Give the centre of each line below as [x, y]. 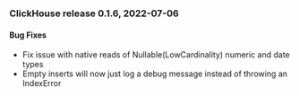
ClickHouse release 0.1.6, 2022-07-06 [94, 13]
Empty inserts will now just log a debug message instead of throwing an [155, 74]
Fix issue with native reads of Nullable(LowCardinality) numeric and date [156, 55]
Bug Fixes [28, 35]
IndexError [42, 83]
